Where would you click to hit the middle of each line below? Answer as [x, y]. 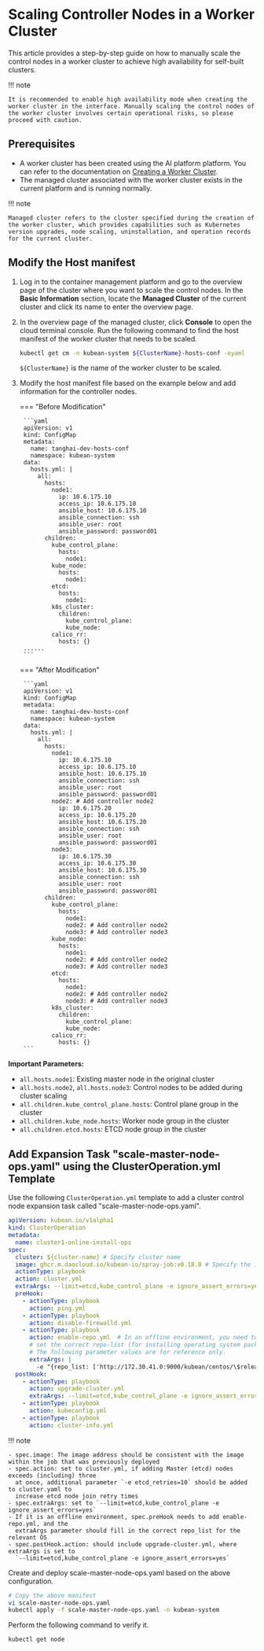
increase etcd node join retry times [77, 1496]
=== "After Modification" [59, 670]
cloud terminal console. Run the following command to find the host [129, 330]
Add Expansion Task [59, 1154]
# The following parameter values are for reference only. [127, 1352]
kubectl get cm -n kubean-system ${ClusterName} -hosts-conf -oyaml [132, 353]
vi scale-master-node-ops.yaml [59, 1603]
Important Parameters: [46, 1064]
